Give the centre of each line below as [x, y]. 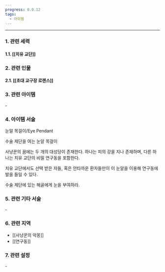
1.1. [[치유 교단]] [20, 54]
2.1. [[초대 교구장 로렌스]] [29, 81]
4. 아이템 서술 [20, 119]
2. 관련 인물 [18, 68]
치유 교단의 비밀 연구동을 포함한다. [47, 158]
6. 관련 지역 [18, 223]
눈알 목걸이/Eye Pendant [29, 131]
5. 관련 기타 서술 [23, 198]
